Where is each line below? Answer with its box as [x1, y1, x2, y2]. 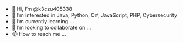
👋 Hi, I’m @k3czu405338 [11, 6, 72, 12]
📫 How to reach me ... [11, 31, 66, 37]
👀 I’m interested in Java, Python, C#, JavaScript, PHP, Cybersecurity [11, 12, 178, 19]
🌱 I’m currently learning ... [11, 18, 74, 24]
